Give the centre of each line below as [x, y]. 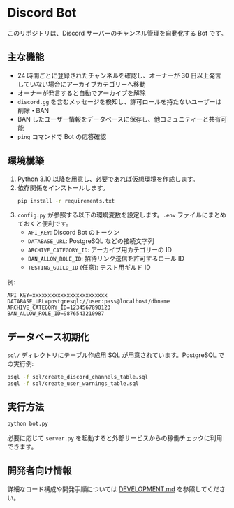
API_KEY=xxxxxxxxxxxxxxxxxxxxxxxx [58, 296]
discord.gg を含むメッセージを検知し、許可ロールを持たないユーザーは [119, 101]
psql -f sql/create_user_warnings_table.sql [73, 384]
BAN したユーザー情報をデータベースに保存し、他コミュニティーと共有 [119, 119]
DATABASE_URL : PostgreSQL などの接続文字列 [91, 241]
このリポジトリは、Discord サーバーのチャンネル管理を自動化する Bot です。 [117, 33]
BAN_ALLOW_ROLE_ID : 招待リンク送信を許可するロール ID [106, 259]
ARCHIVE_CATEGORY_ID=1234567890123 [59, 308]
